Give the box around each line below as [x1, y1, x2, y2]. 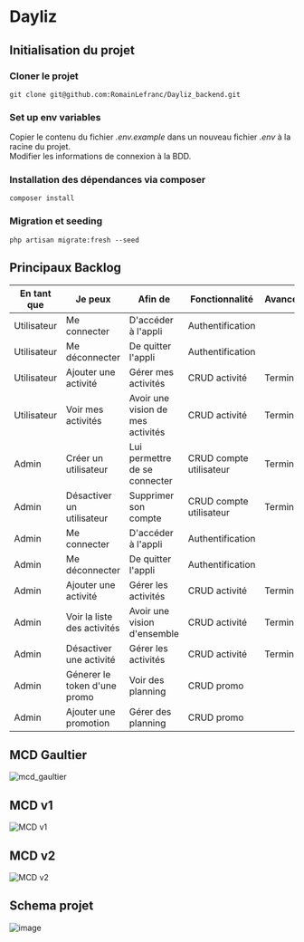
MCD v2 [9, 848, 56, 863]
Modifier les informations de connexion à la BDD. [9, 151, 192, 162]
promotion [66, 716, 110, 729]
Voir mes [66, 403, 104, 416]
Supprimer [128, 489, 175, 502]
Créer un [66, 451, 104, 464]
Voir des [128, 673, 165, 686]
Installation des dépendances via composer [9, 174, 206, 187]
